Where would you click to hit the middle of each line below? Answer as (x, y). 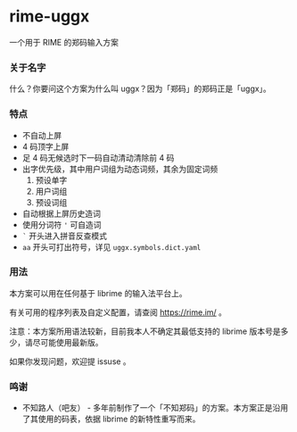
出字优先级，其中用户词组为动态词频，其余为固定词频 (120, 169)
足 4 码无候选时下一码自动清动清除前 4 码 (98, 157)
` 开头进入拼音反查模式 (64, 236)
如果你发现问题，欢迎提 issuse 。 (70, 361)
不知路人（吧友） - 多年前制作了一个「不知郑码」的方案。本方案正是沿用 (155, 408)
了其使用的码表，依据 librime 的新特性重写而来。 (111, 419)
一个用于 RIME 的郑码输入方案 (64, 42)
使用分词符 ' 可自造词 (62, 224)
